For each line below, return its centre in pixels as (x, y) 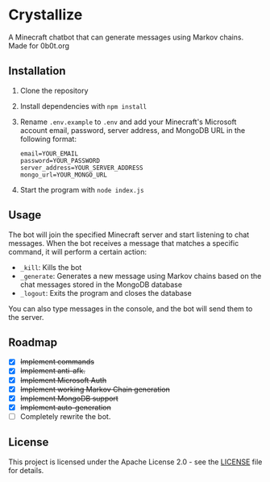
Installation (37, 71)
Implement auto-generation (65, 407)
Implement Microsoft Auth (63, 380)
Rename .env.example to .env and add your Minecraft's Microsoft (128, 122)
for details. (26, 470)
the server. (26, 317)
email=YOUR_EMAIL (49, 154)
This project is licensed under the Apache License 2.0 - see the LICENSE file (135, 462)
